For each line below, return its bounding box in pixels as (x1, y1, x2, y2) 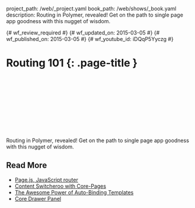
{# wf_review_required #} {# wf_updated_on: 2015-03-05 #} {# (6, 29, 160, 36)
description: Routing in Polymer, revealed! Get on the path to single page (6, 11, 184, 18)
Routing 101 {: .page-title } (6, 56, 138, 70)
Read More (6, 160, 47, 171)
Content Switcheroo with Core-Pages (14, 182, 107, 190)
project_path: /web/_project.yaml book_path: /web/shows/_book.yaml (6, 5, 177, 12)
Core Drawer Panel (14, 195, 61, 202)
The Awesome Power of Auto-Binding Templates (14, 188, 134, 196)
